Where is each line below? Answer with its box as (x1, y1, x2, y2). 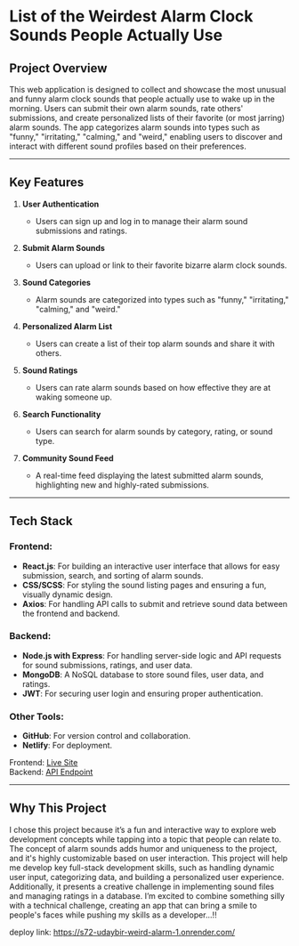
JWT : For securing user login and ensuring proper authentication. (21, 688, 263, 699)
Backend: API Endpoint (9, 767, 93, 778)
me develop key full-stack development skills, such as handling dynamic (9, 861, 275, 873)
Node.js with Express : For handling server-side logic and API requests (21, 650, 282, 660)
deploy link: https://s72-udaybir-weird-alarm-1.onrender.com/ (9, 926, 236, 937)
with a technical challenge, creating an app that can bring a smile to (9, 900, 258, 910)
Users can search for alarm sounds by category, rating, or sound (35, 425, 273, 437)
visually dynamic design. (21, 589, 113, 600)
